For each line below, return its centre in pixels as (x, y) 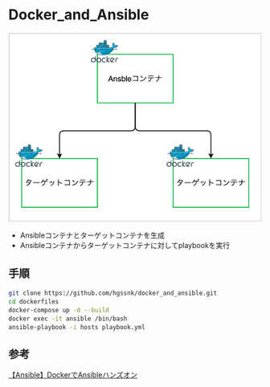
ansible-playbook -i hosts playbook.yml (77, 327)
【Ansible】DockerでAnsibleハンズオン (73, 375)
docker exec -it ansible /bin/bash (68, 319)
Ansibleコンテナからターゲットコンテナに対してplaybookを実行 (125, 246)
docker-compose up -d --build (59, 310)
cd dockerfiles (34, 301)
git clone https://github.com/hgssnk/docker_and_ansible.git (113, 293)
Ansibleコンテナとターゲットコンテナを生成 (92, 235)
